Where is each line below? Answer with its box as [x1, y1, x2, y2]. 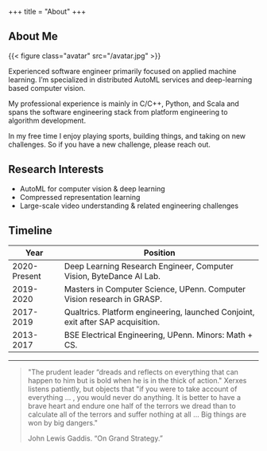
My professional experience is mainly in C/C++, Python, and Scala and [8, 99, 240, 108]
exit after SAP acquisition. [64, 316, 161, 327]
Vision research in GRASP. [64, 294, 163, 305]
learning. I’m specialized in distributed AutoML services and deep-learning [8, 75, 253, 84]
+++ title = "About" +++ [8, 7, 87, 16]
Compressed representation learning [19, 192, 141, 202]
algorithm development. [8, 116, 86, 125]
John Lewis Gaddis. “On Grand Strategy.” [27, 433, 163, 443]
